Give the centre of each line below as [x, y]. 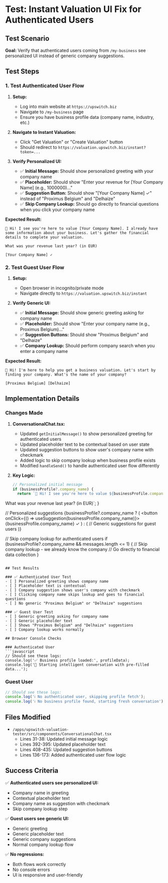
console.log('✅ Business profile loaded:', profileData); [67, 660]
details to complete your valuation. [45, 237]
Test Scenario [27, 38]
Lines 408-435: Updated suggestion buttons [66, 750]
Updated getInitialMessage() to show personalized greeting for [86, 433]
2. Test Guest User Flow [35, 267]
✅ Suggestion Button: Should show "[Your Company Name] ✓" [86, 193]
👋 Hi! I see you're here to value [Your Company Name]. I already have [81, 228]
